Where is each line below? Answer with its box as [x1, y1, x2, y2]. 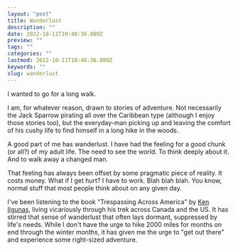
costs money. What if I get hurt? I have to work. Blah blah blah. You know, [7, 176, 222, 185]
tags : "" [7, 43, 33, 50]
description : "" [7, 23, 55, 31]
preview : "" [7, 37, 43, 44]
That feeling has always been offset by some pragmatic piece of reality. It [7, 169, 222, 177]
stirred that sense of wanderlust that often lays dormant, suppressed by [7, 213, 218, 221]
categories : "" [7, 50, 53, 58]
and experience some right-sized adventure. [7, 235, 138, 244]
